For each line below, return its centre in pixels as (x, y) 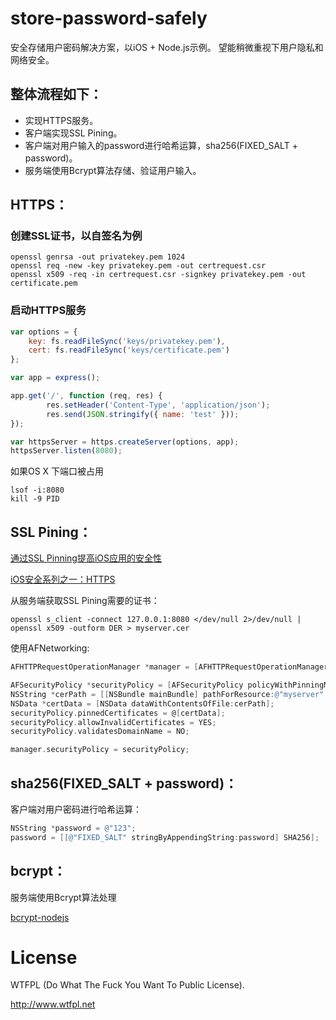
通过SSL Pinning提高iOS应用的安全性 (86, 558)
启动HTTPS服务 (48, 310)
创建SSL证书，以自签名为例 (76, 236)
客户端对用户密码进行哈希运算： (76, 809)
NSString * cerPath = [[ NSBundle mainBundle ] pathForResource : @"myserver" (167, 694)
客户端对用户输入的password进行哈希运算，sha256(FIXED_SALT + (161, 145)
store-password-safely (109, 18)
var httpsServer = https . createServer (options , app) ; (125, 442)
